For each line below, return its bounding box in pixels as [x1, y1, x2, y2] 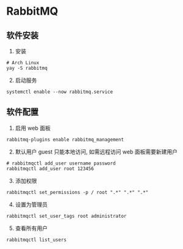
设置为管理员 [15, 201, 48, 208]
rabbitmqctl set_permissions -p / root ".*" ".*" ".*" [6, 189, 149, 195]
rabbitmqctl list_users [6, 237, 67, 243]
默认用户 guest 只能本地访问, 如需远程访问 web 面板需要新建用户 [15, 148, 178, 155]
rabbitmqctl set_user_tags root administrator [6, 213, 127, 219]
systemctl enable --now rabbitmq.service [6, 89, 113, 95]
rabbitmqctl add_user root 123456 [6, 165, 95, 172]
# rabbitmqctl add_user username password [6, 160, 116, 166]
